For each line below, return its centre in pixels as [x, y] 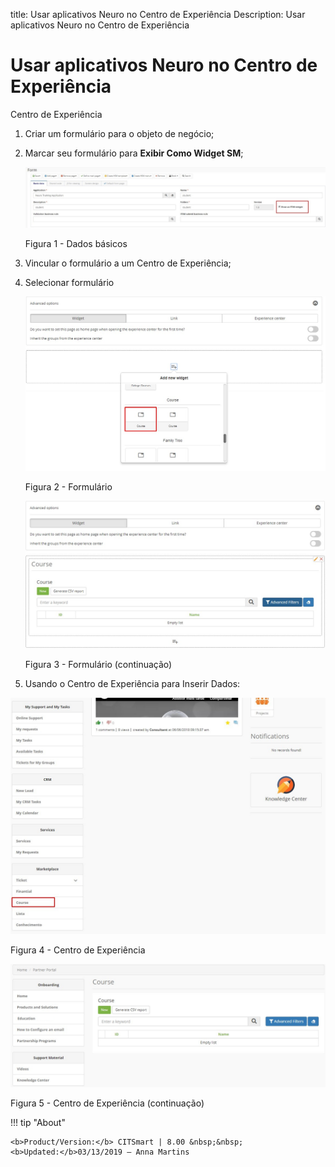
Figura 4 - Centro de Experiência [78, 950]
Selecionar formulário [69, 282]
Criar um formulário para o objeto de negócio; [119, 133]
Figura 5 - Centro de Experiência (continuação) [107, 1103]
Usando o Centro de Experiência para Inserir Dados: [132, 683]
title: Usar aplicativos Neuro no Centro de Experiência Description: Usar [158, 14]
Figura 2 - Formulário [68, 487]
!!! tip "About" [38, 1122]
